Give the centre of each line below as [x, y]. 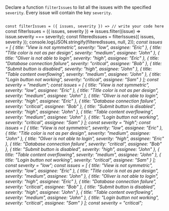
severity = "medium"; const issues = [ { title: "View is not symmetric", [77, 85]
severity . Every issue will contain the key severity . [59, 13]
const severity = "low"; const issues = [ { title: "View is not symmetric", [79, 165]
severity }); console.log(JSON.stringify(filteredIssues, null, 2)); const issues [84, 42]
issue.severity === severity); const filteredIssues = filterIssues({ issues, [80, 37]
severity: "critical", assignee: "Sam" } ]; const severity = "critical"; [74, 203]
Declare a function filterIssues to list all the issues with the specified [78, 7]
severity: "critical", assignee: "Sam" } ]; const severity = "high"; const [78, 122]
